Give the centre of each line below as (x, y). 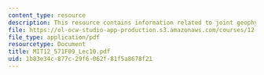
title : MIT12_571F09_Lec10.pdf (59, 52)
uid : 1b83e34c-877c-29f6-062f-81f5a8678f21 (81, 59)
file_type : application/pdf (54, 37)
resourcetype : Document (47, 45)
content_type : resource (47, 15)
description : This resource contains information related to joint (121, 23)
